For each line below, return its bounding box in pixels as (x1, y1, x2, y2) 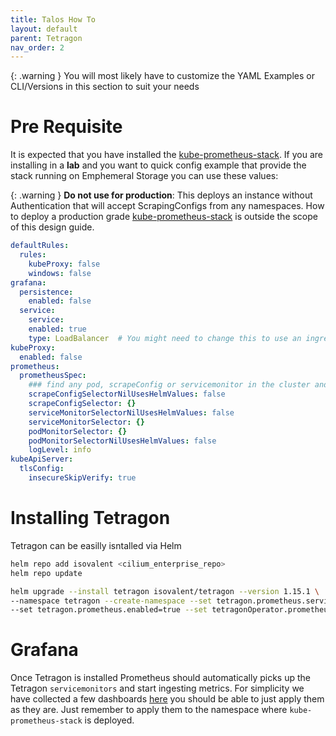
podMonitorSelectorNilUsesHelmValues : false (28, 436, 217, 446)
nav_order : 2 (10, 42, 65, 53)
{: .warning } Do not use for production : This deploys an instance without (10, 189, 313, 201)
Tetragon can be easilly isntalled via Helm (10, 539, 182, 551)
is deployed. (84, 714, 135, 726)
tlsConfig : (19, 464, 65, 474)
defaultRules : (10, 241, 70, 251)
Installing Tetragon (10, 507, 171, 530)
